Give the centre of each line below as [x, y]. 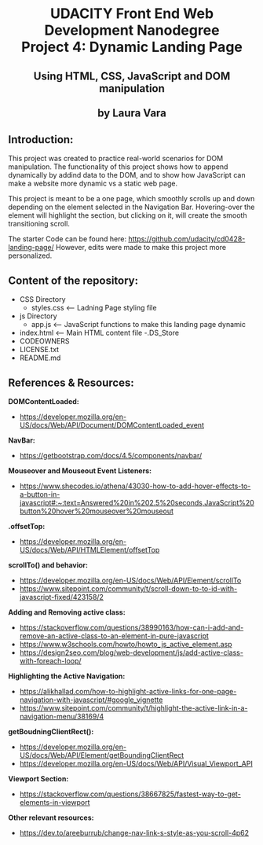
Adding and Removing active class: [67, 612]
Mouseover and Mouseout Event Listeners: [80, 471]
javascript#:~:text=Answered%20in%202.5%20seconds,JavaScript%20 [137, 503]
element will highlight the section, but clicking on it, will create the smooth [128, 215]
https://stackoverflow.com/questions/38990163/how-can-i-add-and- [131, 628]
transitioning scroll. [39, 224]
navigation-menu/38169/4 [62, 717]
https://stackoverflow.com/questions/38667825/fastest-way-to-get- [130, 794]
